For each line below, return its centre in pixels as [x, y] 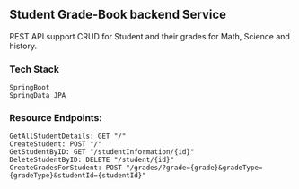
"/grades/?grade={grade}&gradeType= [194, 168]
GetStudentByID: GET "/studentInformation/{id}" [102, 152]
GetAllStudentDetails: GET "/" [68, 137]
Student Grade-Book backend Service [118, 15]
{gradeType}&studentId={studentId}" [78, 176]
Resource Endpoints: [56, 118]
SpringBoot [30, 88]
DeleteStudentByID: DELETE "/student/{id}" [92, 160]
